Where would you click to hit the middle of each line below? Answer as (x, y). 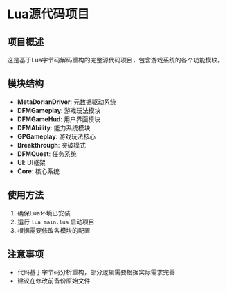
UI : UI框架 (31, 162)
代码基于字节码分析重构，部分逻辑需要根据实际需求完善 (96, 272)
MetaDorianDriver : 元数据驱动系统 (66, 102)
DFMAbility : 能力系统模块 (54, 127)
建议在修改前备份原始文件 (54, 281)
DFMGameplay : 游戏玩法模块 (59, 110)
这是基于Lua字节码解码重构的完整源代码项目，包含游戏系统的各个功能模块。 (116, 60)
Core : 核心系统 (38, 171)
